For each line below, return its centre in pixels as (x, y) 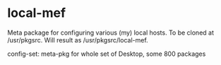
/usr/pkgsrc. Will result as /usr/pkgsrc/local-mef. (78, 40)
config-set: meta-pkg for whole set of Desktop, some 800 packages (107, 54)
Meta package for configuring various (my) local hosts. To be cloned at (110, 32)
